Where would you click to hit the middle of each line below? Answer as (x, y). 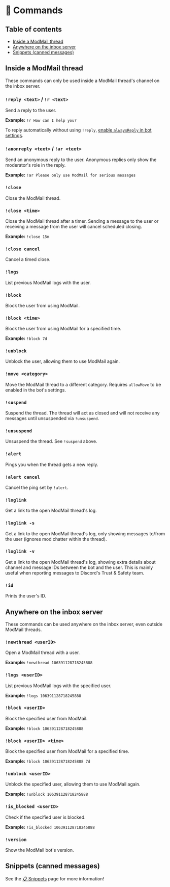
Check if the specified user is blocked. (45, 817)
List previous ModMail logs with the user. (48, 282)
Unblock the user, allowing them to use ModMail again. (63, 361)
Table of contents (33, 29)
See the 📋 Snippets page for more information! (55, 878)
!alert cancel (23, 477)
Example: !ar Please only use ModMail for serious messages (71, 175)
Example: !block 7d (26, 338)
